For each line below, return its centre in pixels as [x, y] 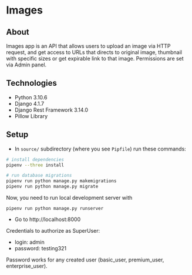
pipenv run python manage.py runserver [55, 209]
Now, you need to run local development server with [69, 198]
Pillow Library [31, 116]
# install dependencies [35, 159]
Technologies [32, 83]
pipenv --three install [35, 165]
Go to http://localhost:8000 [48, 219]
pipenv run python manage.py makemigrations [61, 181]
